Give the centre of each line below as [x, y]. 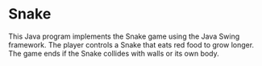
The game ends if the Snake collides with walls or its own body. [114, 53]
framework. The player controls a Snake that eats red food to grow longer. [131, 44]
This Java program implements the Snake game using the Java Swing [124, 36]
